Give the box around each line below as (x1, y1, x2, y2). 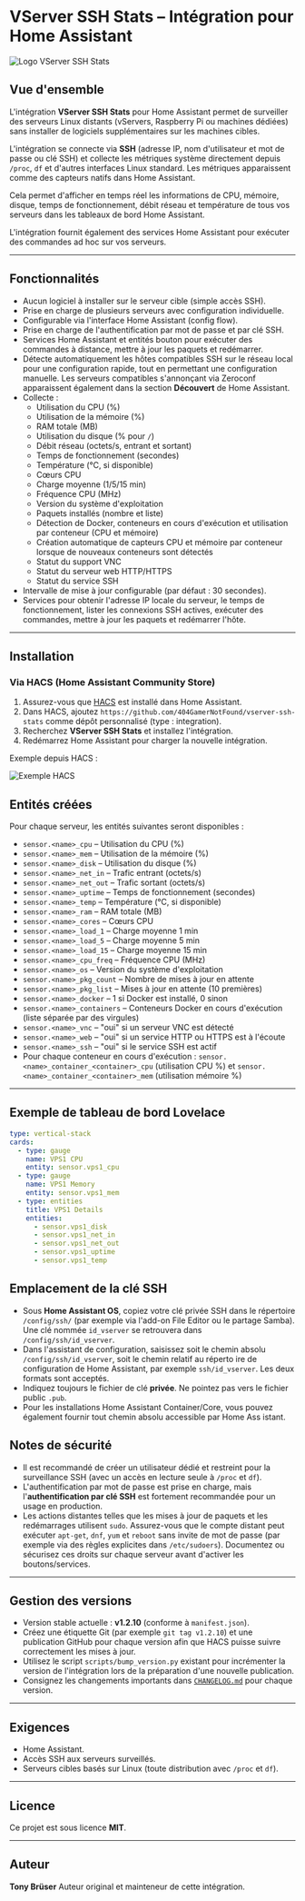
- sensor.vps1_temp (33, 1256, 107, 1265)
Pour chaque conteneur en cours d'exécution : (22, 1051, 197, 1062)
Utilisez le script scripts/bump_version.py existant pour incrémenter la (22, 1656, 286, 1667)
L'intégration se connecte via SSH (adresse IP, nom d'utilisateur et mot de (9, 143, 285, 154)
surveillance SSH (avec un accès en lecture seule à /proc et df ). (22, 1471, 262, 1482)
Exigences (9, 1719, 71, 1735)
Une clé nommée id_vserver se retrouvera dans (22, 1324, 202, 1335)
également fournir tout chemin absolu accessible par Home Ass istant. (22, 1411, 286, 1422)
